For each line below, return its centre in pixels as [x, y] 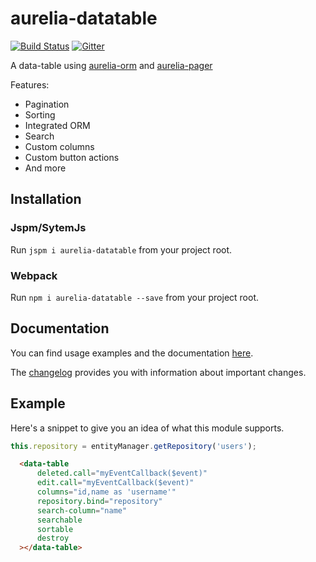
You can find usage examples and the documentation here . [132, 353]
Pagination [47, 104]
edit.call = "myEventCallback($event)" [115, 483]
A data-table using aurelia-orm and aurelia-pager [111, 65]
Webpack [34, 275]
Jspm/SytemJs [48, 228]
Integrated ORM [57, 125]
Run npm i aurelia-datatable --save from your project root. [135, 297]
